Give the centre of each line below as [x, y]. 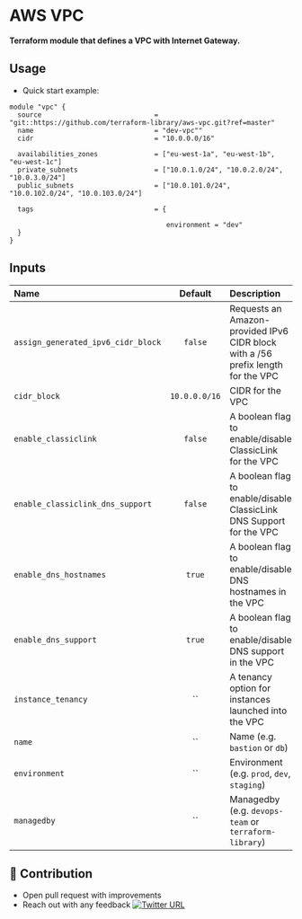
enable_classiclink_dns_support [83, 504]
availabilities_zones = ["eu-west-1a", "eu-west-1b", [147, 154]
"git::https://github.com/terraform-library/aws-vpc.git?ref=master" [142, 122]
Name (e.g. [253, 736]
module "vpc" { [38, 107]
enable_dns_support [55, 640]
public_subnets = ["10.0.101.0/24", [124, 185]
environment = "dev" [204, 225]
